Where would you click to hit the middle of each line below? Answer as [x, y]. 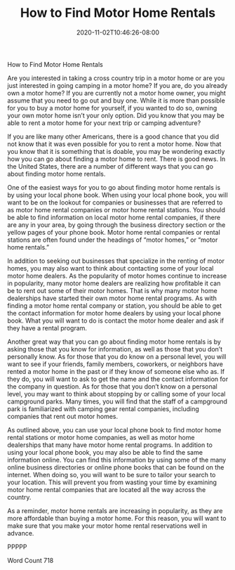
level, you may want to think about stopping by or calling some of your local [116, 394]
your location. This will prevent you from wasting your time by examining [112, 482]
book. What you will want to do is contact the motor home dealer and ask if [116, 320]
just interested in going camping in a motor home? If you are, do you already [117, 85]
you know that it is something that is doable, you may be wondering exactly [116, 151]
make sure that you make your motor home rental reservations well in [107, 526]
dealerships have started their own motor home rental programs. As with [112, 298]
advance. [21, 533]
